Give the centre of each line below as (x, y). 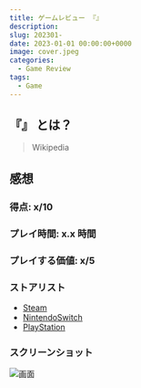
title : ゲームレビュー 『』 (56, 18)
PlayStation (44, 327)
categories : (32, 60)
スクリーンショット (51, 352)
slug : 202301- (36, 35)
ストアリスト (38, 287)
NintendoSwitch (53, 317)
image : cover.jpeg (44, 52)
